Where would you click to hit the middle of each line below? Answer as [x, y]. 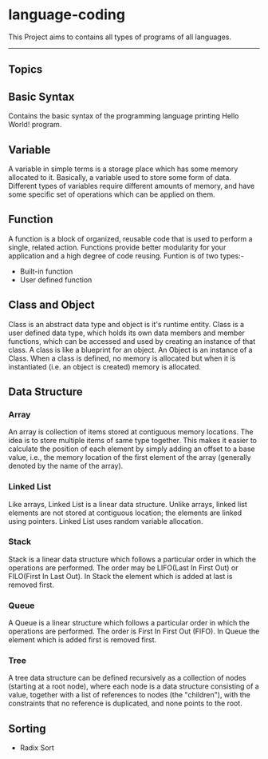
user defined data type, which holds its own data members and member [127, 333]
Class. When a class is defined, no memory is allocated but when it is [122, 358]
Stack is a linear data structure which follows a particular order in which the [132, 559]
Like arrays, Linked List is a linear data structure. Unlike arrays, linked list [128, 504]
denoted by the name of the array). [66, 466]
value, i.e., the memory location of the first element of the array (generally [130, 457]
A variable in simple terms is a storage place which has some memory [123, 169]
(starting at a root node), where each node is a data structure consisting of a [134, 686]
